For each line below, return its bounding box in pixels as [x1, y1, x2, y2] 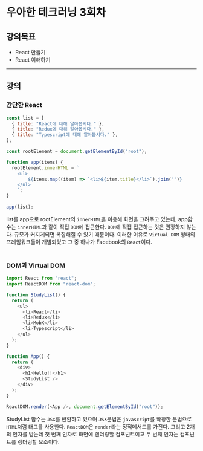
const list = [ [6, 115, 45, 121]
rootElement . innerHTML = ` [11, 164, 80, 171]
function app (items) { [6, 159, 63, 165]
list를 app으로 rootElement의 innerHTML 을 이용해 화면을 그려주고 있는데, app [6, 215, 188, 222]
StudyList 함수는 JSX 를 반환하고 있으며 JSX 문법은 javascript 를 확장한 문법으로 [6, 415, 192, 423]
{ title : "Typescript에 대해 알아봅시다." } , [11, 132, 118, 138]
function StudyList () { [6, 291, 66, 298]
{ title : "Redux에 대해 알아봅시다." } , [11, 126, 105, 132]
